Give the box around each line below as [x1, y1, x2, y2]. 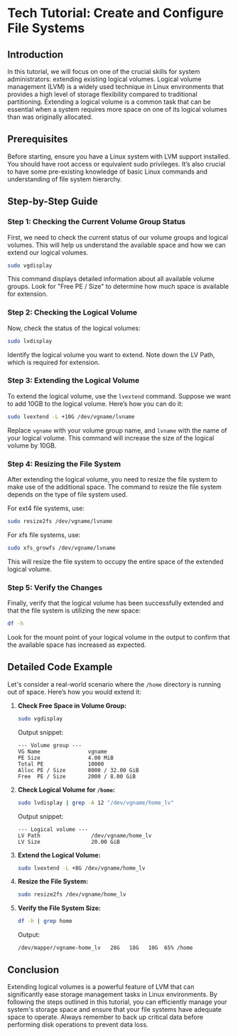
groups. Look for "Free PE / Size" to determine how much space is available [7, 282, 229, 291]
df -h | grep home [17, 918, 72, 925]
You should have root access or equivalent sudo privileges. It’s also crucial [7, 159, 226, 168]
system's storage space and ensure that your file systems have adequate [7, 1005, 222, 1013]
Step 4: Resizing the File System [7, 459, 121, 469]
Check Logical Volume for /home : [17, 785, 116, 794]
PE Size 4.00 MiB [17, 754, 114, 761]
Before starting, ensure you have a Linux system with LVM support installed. [7, 152, 230, 161]
